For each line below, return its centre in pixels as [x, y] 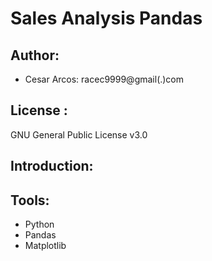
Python [39, 224]
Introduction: [52, 166]
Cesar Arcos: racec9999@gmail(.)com [104, 79]
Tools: [30, 200]
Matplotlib [45, 246]
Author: [35, 55]
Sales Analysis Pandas [106, 18]
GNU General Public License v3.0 [79, 134]
